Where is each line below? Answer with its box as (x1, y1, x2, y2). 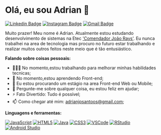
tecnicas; (12, 70, 31, 76)
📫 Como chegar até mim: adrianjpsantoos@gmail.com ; (12, 98, 124, 105)
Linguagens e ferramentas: (5, 110, 62, 116)
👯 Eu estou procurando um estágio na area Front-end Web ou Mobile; (12, 81, 153, 86)
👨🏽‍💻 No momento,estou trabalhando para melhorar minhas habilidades (12, 65, 156, 71)
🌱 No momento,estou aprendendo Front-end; (12, 75, 104, 81)
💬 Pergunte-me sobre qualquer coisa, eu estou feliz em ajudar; (12, 85, 139, 91)
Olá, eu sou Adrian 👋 (5, 4, 89, 16)
